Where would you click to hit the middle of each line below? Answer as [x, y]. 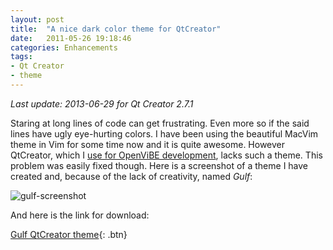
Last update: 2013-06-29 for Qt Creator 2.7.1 [102, 103]
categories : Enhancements [64, 47]
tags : [21, 57]
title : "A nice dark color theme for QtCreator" [116, 29]
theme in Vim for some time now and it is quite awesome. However [148, 144]
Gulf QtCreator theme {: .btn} [69, 234]
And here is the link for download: [80, 215]
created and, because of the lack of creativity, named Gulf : [131, 176]
